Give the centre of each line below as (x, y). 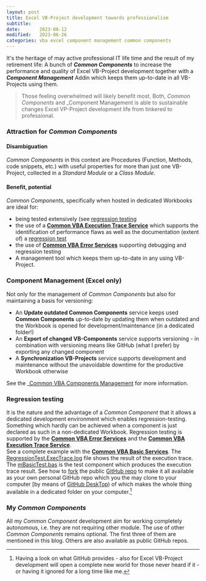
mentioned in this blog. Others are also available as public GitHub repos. (97, 540)
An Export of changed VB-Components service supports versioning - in (107, 338)
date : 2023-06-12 (37, 29)
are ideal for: (22, 207)
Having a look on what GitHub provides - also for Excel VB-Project (99, 558)
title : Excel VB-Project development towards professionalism (87, 18)
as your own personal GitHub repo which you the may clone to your (92, 477)
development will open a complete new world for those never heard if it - (107, 564)
